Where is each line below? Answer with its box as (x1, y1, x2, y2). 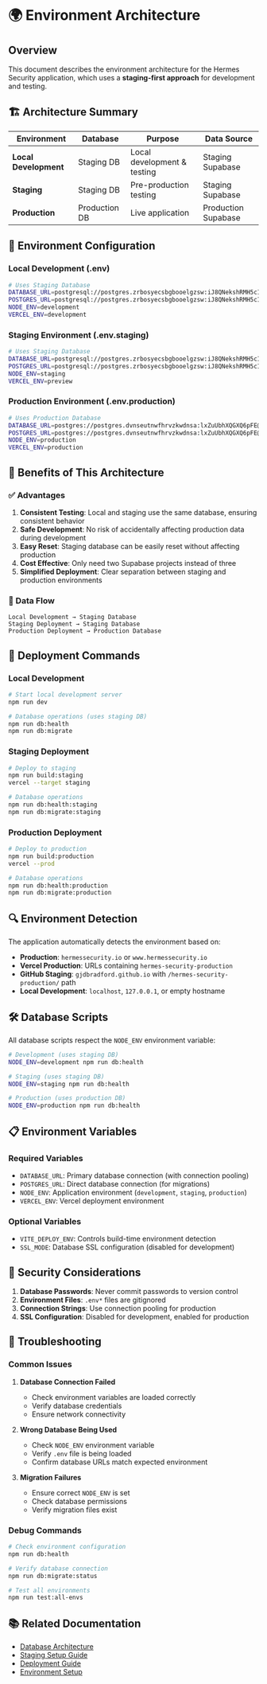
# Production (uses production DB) (8, 1094, 126, 1102)
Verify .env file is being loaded (31, 1448, 132, 1458)
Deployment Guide (19, 1659, 82, 1668)
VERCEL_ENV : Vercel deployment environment (19, 1195, 164, 1206)
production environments (19, 575, 103, 585)
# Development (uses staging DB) (8, 1051, 119, 1058)
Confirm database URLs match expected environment (31, 1457, 208, 1467)
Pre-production (130, 179, 189, 190)
